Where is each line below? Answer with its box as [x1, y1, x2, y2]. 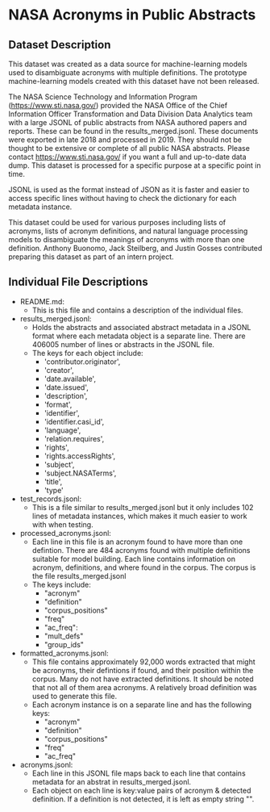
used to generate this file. [31, 691, 118, 701]
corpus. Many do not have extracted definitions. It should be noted [31, 674, 254, 684]
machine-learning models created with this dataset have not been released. [8, 77, 260, 86]
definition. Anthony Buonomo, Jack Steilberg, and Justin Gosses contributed [8, 244, 263, 253]
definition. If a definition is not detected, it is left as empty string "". [31, 793, 255, 804]
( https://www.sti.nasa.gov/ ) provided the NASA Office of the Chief [8, 101, 228, 110]
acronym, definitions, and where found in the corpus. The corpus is [31, 563, 256, 572]
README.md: [19, 296, 64, 306]
